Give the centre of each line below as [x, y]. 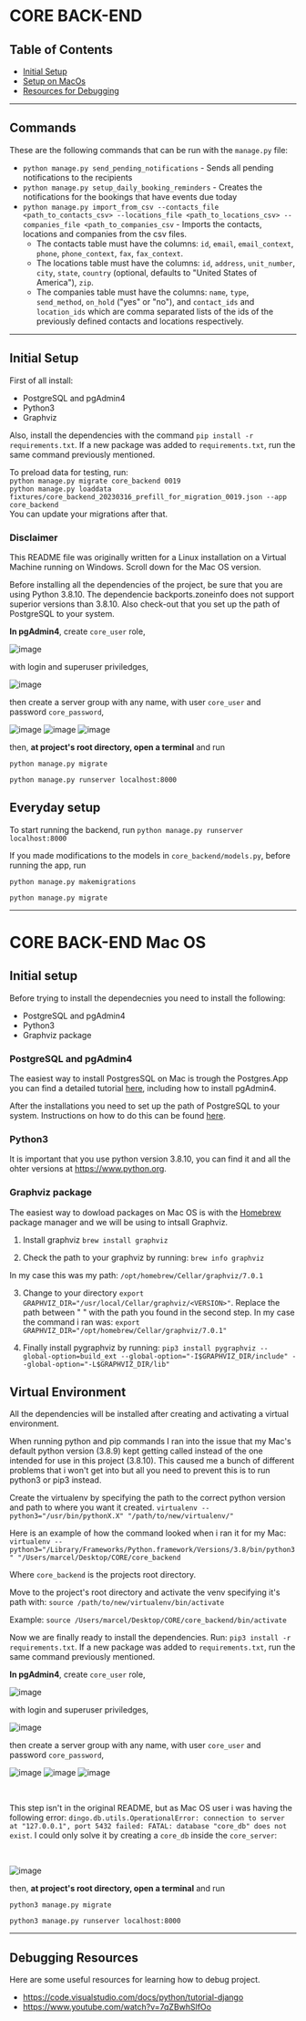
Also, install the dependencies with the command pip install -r [132, 435]
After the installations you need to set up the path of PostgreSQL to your [145, 1106]
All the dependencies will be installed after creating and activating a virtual [149, 1414]
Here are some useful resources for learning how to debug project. [135, 1980]
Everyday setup [55, 808]
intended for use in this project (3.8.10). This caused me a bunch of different [152, 1461]
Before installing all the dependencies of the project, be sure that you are [146, 584]
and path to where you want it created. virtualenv [103, 1507]
